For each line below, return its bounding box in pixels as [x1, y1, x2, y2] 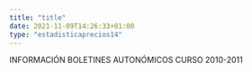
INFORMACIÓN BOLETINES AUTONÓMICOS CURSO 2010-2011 [9, 55, 243, 66]
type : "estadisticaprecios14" [9, 30, 123, 39]
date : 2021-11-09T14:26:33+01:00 [9, 22, 135, 31]
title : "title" [9, 13, 67, 22]
